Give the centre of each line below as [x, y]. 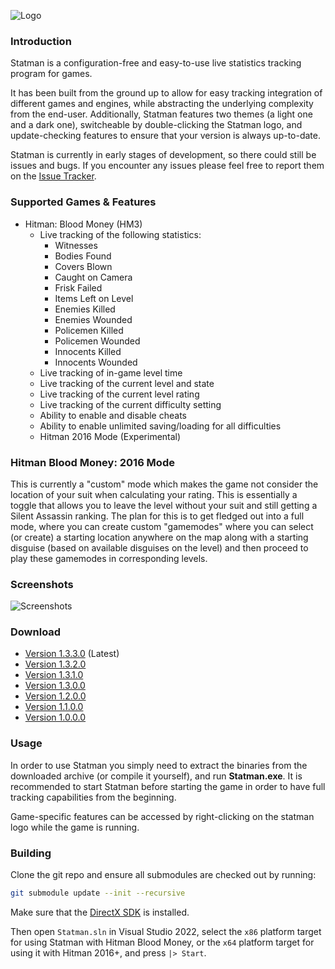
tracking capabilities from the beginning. [93, 797]
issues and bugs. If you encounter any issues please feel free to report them [167, 166]
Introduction [41, 41]
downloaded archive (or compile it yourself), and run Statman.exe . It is [156, 776]
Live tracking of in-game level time [111, 372]
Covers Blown [83, 266]
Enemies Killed [85, 309]
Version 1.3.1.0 [54, 675]
